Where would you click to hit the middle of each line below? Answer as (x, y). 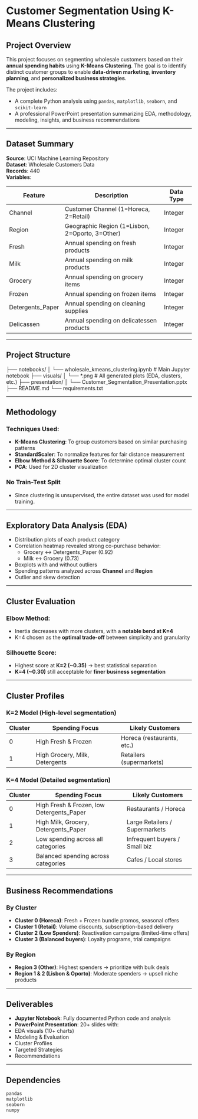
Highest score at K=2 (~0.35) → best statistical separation (86, 665)
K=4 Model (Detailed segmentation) (58, 780)
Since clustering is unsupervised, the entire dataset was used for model (102, 495)
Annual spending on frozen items (110, 293)
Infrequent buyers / (153, 839)
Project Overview (39, 45)
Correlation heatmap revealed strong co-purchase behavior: (88, 546)
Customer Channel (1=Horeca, (107, 209)
